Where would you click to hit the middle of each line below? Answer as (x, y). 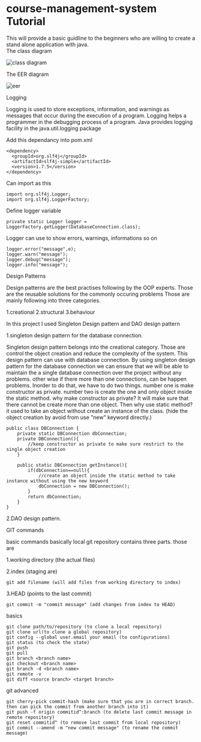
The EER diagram (28, 74)
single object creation (36, 449)
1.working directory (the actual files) (51, 560)
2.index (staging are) (32, 571)
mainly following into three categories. (53, 300)
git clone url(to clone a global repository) (64, 632)
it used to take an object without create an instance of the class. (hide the (97, 411)
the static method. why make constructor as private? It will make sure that (97, 398)
